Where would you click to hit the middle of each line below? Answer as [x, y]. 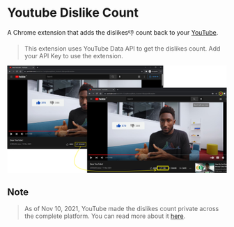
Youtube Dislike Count [73, 13]
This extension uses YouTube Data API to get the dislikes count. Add [122, 48]
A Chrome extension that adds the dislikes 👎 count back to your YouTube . [113, 32]
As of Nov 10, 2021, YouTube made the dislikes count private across [122, 209]
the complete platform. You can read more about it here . [105, 216]
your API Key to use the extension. [73, 56]
